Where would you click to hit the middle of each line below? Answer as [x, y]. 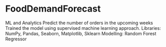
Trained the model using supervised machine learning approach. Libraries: [83, 28]
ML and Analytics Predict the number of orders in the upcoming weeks [79, 23]
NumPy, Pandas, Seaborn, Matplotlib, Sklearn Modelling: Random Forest [81, 33]
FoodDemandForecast [53, 9]
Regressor [16, 39]
